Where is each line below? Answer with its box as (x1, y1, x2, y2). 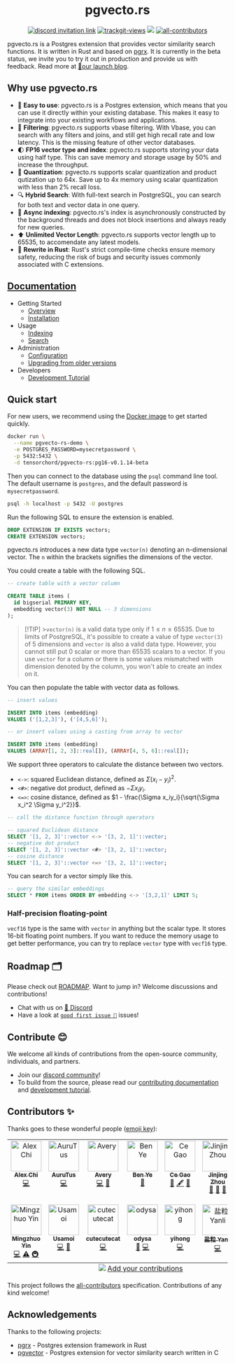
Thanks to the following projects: (7, 1327, 102, 1335)
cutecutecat (86, 1235, 121, 1242)
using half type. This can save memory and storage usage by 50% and (17, 153, 222, 161)
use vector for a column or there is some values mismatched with (24, 654, 213, 663)
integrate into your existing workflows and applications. (17, 115, 178, 124)
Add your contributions (107, 1263, 183, 1273)
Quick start (7, 393, 57, 405)
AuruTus (51, 1171, 76, 1179)
